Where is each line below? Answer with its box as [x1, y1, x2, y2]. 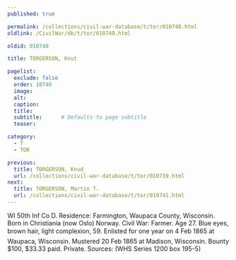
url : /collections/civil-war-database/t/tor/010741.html [13, 192, 185, 199]
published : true [7, 10, 55, 18]
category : [7, 134, 37, 141]
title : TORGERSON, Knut [7, 55, 78, 62]
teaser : [13, 121, 37, 128]
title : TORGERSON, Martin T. [13, 185, 100, 193]
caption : [13, 100, 40, 108]
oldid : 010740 [7, 42, 49, 49]
